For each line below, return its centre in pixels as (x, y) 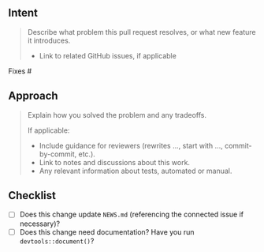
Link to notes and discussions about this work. (115, 162)
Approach (33, 96)
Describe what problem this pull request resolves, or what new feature (141, 32)
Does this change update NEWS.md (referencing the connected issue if (132, 214)
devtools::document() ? (57, 241)
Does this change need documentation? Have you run (107, 231)
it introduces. (49, 40)
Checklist (32, 196)
